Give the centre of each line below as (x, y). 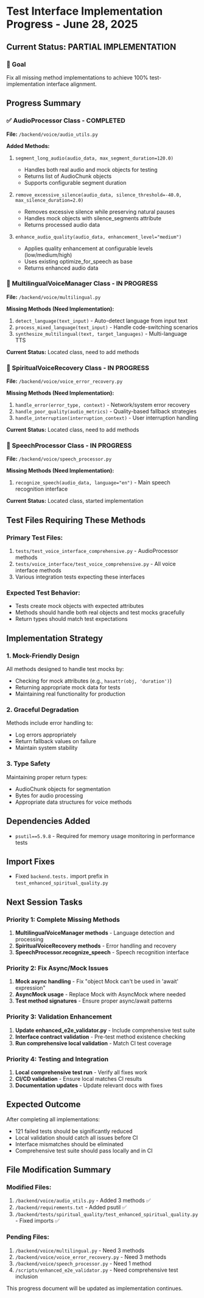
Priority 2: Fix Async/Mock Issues (57, 968)
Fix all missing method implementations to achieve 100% (77, 77)
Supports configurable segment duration (75, 182)
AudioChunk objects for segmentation (63, 789)
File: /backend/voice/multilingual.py (54, 297)
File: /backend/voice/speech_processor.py (59, 459)
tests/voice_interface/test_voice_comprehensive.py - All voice (95, 564)
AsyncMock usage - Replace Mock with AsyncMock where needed (100, 995)
